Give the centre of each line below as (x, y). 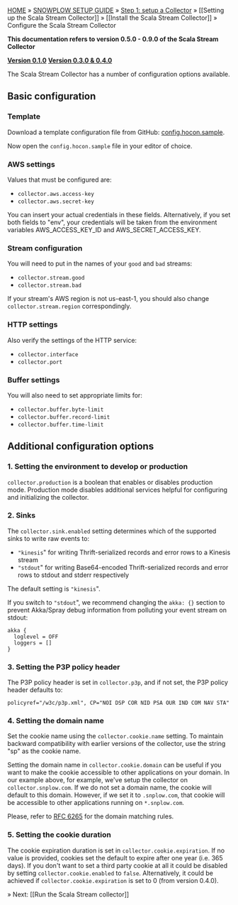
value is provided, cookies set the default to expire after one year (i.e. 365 (115, 857)
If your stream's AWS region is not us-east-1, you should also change (108, 299)
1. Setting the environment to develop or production (98, 466)
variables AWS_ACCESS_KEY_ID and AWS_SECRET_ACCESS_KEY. (104, 229)
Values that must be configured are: (59, 180)
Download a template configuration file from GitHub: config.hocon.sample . (116, 132)
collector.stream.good (51, 278)
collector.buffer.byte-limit (61, 410)
